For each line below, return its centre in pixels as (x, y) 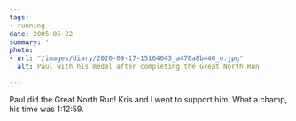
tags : (19, 17)
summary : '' (31, 42)
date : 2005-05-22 (41, 34)
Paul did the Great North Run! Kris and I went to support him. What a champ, (148, 99)
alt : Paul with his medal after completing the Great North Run (138, 67)
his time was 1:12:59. (47, 109)
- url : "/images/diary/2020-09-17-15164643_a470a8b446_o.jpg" (126, 58)
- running (27, 26)
